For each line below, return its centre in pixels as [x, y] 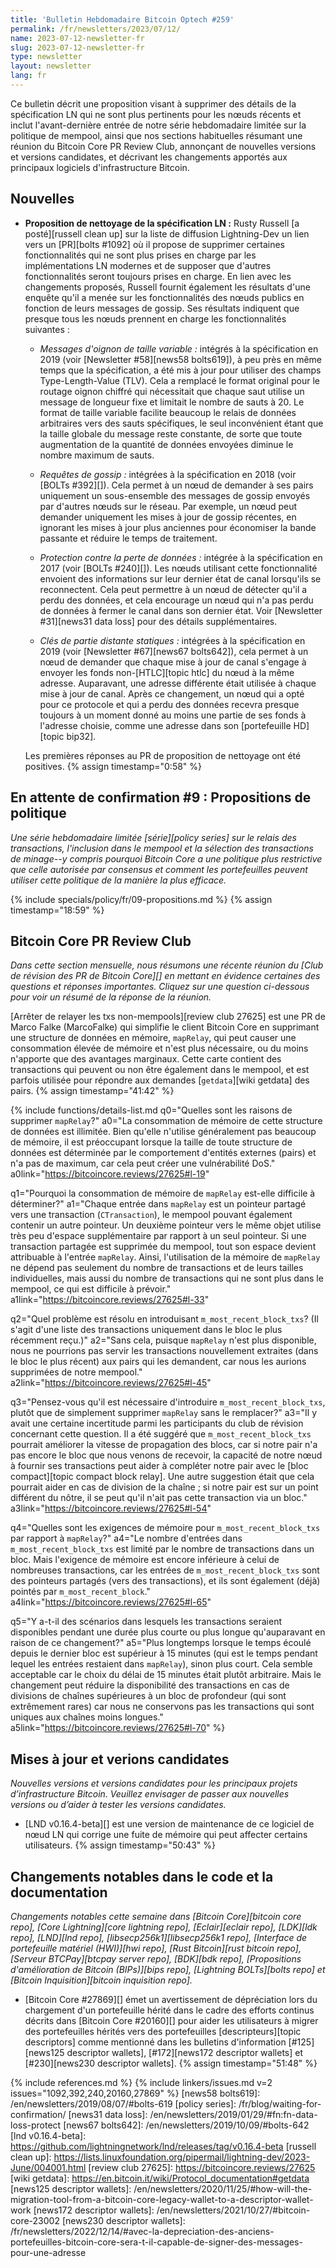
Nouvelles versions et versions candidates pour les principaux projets [154, 1783]
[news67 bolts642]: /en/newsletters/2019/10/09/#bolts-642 [186, 2125]
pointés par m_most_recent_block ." [80, 1592]
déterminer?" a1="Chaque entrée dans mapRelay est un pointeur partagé [158, 1204]
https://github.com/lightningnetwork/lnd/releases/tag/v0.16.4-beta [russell [163, 2146]
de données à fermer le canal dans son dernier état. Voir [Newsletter [181, 610]
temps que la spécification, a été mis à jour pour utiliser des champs [180, 370]
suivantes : [47, 329]
